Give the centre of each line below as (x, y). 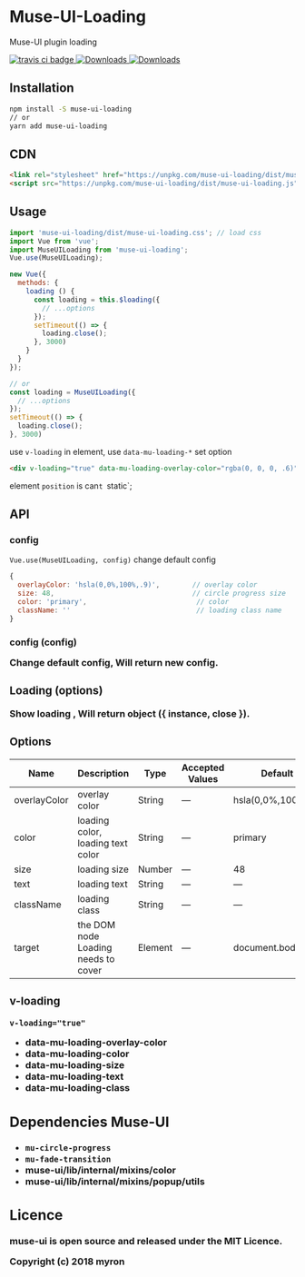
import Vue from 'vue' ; (54, 241)
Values (203, 778)
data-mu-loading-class (77, 1088)
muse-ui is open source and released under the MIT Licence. (146, 1241)
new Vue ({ (28, 274)
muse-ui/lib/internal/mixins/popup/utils (115, 1182)
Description (103, 773)
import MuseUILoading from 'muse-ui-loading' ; (99, 250)
